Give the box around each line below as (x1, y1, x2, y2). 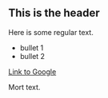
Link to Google (8, 67, 57, 76)
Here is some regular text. (8, 27, 94, 37)
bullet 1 (19, 43, 44, 53)
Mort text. (8, 82, 41, 92)
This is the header (8, 6, 100, 20)
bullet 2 (19, 51, 46, 61)
